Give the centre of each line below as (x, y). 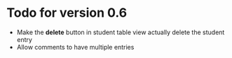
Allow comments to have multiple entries (75, 47)
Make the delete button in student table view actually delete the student (121, 32)
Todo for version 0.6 (67, 13)
